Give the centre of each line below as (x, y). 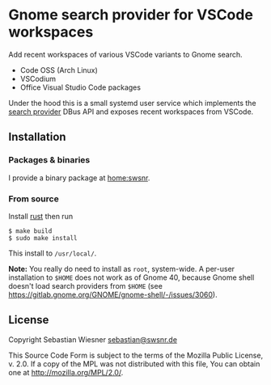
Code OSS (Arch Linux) (59, 70)
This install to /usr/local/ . (53, 253)
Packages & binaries (49, 160)
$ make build (30, 231)
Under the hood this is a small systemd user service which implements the (132, 103)
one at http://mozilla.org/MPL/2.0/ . (66, 372)
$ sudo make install (43, 238)
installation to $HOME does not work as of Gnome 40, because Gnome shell (131, 277)
